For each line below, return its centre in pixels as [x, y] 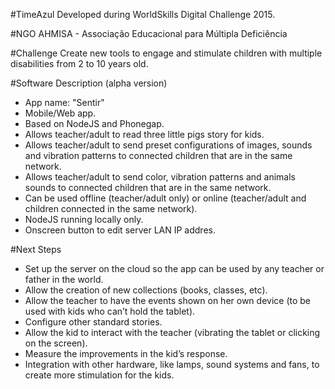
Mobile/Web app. [60, 113]
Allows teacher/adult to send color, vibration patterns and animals [160, 177]
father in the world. [64, 279]
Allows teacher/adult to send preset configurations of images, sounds [168, 145]
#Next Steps [36, 249]
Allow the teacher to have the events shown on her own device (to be [167, 300]
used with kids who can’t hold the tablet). [110, 311]
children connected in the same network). [111, 208]
